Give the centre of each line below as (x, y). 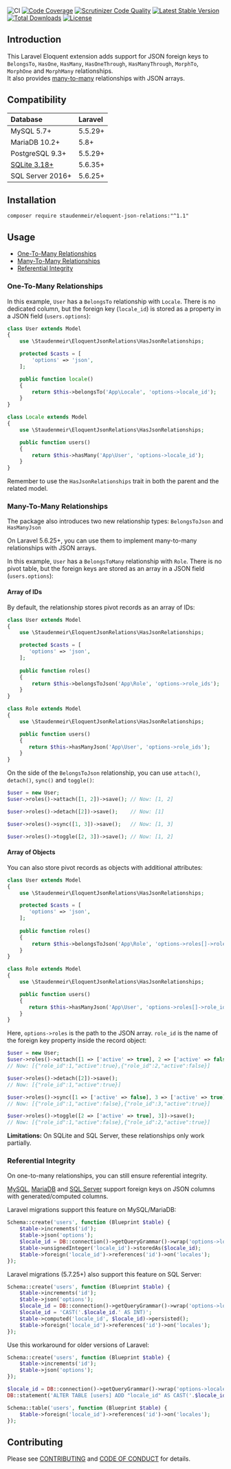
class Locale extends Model (47, 417)
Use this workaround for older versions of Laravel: (78, 1345)
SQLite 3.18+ (32, 164)
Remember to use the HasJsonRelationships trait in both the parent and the (113, 481)
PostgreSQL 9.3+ (38, 153)
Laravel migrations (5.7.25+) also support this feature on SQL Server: (104, 1274)
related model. (27, 489)
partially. (20, 1143)
